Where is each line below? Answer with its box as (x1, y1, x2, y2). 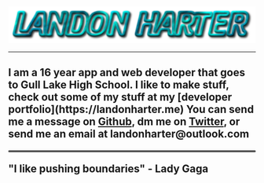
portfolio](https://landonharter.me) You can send (8, 103, 254, 116)
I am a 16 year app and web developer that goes (8, 66, 246, 79)
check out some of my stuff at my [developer (8, 90, 233, 104)
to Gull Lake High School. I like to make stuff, (8, 79, 229, 92)
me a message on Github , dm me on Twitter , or (8, 115, 240, 129)
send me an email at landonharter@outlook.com (8, 127, 250, 141)
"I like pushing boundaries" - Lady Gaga (8, 163, 209, 176)
